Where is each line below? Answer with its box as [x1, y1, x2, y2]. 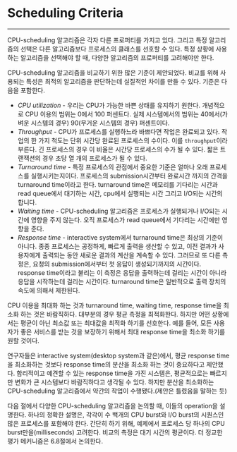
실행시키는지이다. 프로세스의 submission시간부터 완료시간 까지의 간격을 [30, 171, 228, 180]
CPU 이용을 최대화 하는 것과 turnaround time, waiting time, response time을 [7, 301, 222, 310]
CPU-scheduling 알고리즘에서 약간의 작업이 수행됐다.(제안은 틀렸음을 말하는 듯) [7, 386, 227, 395]
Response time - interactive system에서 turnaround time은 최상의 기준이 [17, 233, 224, 241]
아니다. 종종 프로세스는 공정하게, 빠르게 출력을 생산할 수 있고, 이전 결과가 [17, 242, 217, 250]
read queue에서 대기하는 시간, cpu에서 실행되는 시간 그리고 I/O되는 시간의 [17, 189, 223, 197]
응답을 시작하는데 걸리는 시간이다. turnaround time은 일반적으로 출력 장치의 [17, 277, 226, 286]
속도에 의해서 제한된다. [17, 286, 80, 294]
